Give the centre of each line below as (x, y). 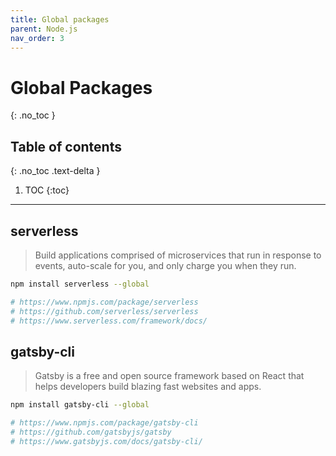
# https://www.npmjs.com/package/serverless (104, 302)
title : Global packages (60, 19)
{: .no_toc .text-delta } (55, 171)
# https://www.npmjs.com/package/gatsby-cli (104, 423)
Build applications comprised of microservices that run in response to (178, 255)
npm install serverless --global (80, 284)
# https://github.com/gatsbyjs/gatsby (91, 432)
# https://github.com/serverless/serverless (104, 311)
